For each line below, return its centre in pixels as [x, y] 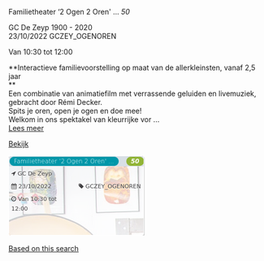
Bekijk [19, 144]
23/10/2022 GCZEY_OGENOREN [63, 36]
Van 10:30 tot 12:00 [41, 52]
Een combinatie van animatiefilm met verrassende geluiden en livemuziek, [132, 94]
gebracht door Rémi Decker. [56, 102]
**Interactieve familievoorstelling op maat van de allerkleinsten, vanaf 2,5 [132, 67]
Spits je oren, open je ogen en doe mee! [75, 111]
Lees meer [26, 128]
